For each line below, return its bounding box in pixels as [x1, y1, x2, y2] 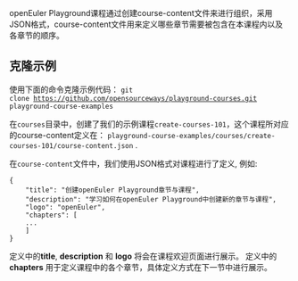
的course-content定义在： [9, 129, 106, 140]
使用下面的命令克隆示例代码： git [9, 84, 134, 95]
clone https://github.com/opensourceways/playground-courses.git [9, 94, 257, 103]
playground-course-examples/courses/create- [107, 131, 276, 140]
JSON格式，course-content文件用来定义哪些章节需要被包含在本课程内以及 [9, 19, 284, 29]
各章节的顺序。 [9, 30, 64, 40]
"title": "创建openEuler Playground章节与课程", [25, 186, 200, 194]
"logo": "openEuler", [25, 202, 105, 211]
